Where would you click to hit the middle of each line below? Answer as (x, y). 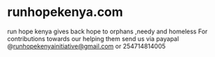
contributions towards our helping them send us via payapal (93, 38)
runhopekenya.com (65, 12)
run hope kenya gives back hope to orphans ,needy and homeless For (107, 31)
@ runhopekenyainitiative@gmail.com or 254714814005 (86, 46)
